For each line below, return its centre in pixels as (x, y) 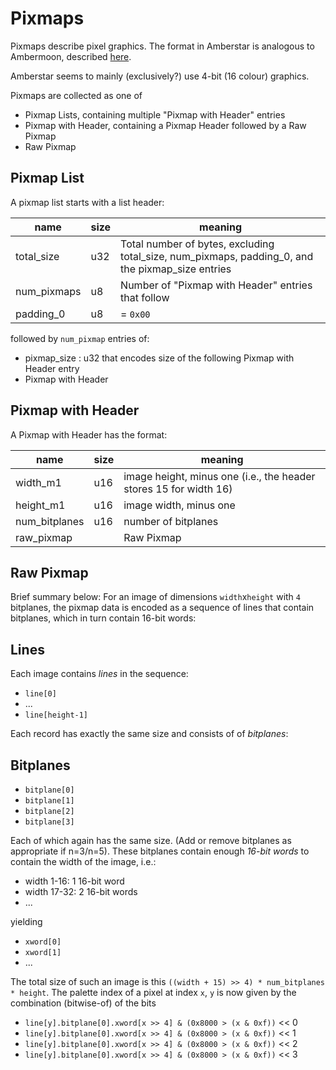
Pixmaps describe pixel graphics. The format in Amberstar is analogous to (162, 46)
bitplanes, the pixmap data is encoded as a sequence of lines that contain (162, 608)
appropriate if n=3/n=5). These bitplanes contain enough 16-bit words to (160, 851)
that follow (145, 297)
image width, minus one (179, 505)
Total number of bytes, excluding (197, 244)
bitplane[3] (49, 822)
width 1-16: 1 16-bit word (74, 881)
